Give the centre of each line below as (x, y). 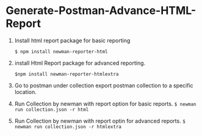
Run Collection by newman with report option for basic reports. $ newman (105, 104)
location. (26, 91)
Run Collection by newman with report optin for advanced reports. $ (100, 121)
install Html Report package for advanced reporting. (80, 63)
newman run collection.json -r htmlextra (68, 127)
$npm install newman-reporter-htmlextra (67, 74)
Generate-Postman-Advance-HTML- (101, 11)
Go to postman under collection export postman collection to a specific (104, 85)
